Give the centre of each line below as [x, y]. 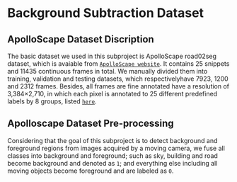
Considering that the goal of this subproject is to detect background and [112, 140]
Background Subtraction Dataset [105, 13]
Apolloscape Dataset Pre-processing [91, 124]
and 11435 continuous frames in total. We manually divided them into [108, 71]
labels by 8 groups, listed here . [52, 101]
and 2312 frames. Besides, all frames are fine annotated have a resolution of [118, 86]
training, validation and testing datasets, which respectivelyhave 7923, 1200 [118, 79]
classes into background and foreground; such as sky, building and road [112, 155]
